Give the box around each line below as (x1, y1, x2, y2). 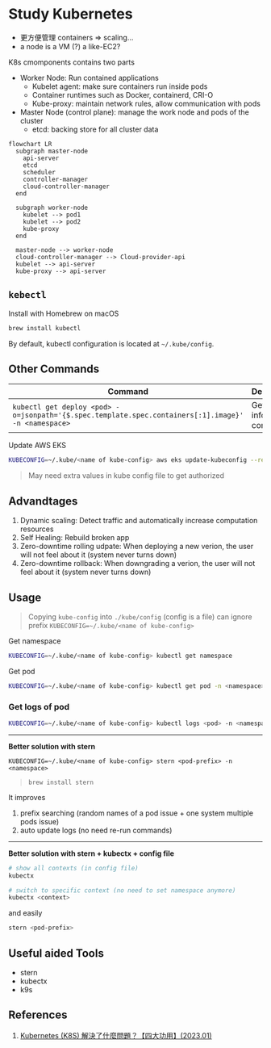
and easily (8, 908, 43, 918)
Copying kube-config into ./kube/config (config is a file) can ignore (27, 611, 252, 622)
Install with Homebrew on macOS (8, 308, 119, 318)
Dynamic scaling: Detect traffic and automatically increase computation (19, 516, 258, 526)
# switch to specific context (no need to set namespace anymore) (8, 886, 236, 895)
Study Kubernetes (8, 5, 133, 23)
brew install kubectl (8, 324, 81, 332)
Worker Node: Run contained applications (19, 73, 159, 82)
